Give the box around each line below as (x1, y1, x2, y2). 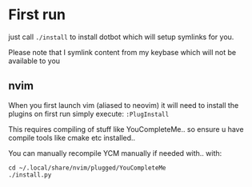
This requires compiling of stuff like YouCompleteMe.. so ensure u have (8, 124, 244, 133)
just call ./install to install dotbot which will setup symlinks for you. (8, 32, 234, 42)
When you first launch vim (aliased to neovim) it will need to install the (8, 100, 239, 109)
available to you (8, 56, 61, 66)
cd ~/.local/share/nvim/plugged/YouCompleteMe (8, 164, 166, 172)
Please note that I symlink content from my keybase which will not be (8, 47, 237, 57)
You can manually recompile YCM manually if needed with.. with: (8, 148, 222, 157)
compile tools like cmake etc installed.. (8, 133, 136, 142)
